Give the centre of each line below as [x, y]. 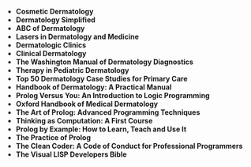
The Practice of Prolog [53, 137]
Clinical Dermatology [51, 53]
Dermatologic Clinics [51, 45]
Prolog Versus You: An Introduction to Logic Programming [113, 95]
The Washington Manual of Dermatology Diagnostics [104, 62]
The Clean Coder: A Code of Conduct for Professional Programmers [129, 146]
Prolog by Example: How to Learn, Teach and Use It [101, 129]
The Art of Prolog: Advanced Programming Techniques [108, 112]
